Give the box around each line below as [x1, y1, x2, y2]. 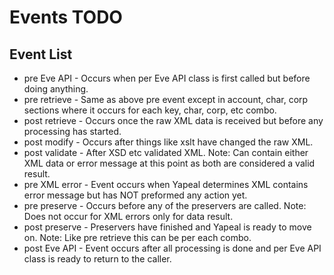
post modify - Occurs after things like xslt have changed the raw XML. [23, 136, 314, 148]
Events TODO [9, 6, 123, 29]
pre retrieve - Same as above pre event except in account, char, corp [23, 94, 309, 105]
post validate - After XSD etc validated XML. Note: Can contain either [23, 147, 309, 158]
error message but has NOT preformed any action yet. [23, 189, 248, 201]
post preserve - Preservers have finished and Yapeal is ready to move [23, 221, 312, 233]
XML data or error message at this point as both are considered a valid [23, 157, 316, 169]
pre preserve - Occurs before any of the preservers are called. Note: [23, 200, 307, 211]
